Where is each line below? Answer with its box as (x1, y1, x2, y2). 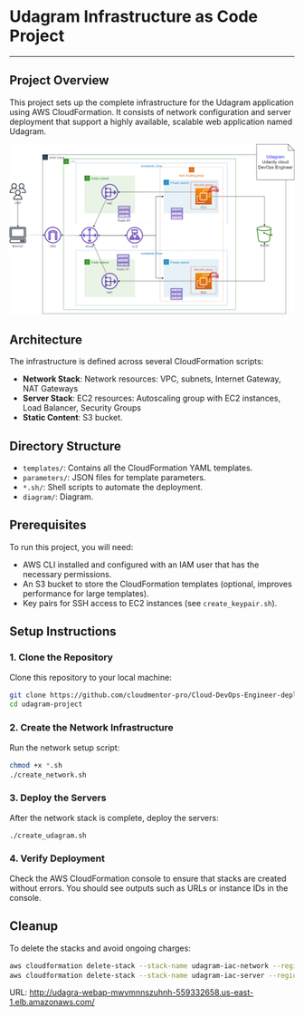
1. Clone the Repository (9, 651, 113, 663)
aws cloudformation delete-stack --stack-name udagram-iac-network (9, 961, 270, 971)
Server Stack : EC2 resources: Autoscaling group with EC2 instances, (22, 392, 281, 404)
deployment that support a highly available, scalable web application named (9, 116, 293, 127)
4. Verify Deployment (9, 852, 106, 865)
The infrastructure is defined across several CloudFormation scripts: (9, 356, 264, 367)
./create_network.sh (9, 770, 88, 779)
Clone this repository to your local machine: (9, 672, 172, 682)
